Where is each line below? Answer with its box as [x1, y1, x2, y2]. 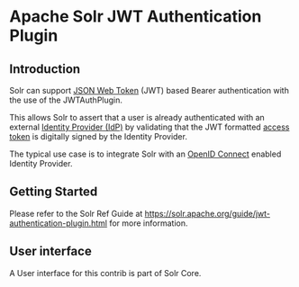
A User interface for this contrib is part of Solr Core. [9, 267, 202, 278]
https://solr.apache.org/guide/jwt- [144, 208, 271, 219]
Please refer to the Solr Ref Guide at [9, 208, 143, 219]
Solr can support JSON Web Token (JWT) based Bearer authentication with [9, 85, 290, 95]
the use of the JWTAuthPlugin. [9, 94, 123, 105]
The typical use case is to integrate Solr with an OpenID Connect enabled [9, 148, 282, 159]
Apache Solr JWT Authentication [9, 6, 262, 27]
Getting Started [9, 184, 98, 200]
